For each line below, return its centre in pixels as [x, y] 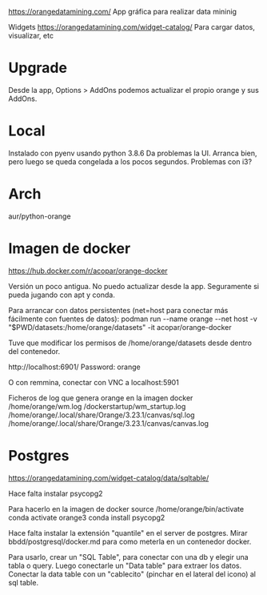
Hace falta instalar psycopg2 [56, 493]
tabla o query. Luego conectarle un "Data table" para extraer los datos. [125, 565]
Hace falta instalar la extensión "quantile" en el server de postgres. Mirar [128, 533]
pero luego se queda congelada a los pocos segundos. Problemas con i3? [130, 161]
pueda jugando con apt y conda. [62, 295]
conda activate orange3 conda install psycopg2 [87, 517]
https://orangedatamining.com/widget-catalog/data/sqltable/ [109, 478]
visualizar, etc [31, 36]
